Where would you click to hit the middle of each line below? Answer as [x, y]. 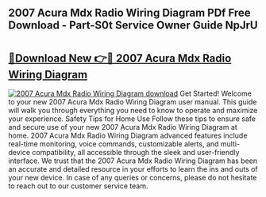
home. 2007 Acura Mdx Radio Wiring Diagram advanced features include [128, 135]
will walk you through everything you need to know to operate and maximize [133, 110]
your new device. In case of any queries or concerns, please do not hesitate [133, 178]
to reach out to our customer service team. [78, 186]
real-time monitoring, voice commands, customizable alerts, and [114, 144]
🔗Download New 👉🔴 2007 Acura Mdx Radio [120, 58]
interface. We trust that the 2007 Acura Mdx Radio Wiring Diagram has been [133, 161]
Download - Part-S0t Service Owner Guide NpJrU [133, 26]
